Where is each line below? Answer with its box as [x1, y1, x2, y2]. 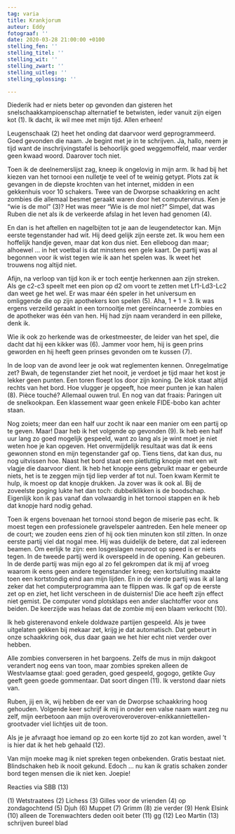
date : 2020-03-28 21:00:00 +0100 [7, 36, 105, 43]
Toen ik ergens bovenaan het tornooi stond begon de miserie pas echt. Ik [7, 515, 219, 523]
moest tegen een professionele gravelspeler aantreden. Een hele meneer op [7, 523, 227, 531]
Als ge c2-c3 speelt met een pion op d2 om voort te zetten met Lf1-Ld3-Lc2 [7, 282, 227, 290]
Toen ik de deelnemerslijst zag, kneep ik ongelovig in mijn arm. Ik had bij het [7, 166, 228, 174]
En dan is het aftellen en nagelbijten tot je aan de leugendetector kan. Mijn [7, 224, 222, 232]
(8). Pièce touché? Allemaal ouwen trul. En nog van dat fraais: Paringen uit [7, 391, 222, 400]
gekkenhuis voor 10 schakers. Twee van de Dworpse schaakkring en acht [7, 187, 220, 196]
